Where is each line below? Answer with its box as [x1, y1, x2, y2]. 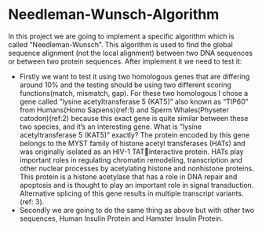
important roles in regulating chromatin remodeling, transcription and [19, 155, 243, 164]
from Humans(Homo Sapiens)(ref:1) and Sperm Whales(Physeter [19, 104, 229, 115]
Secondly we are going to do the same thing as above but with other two [19, 205, 255, 214]
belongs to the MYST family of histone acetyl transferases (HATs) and [19, 138, 246, 148]
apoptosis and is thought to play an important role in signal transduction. [19, 180, 254, 189]
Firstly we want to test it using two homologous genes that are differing [19, 71, 250, 81]
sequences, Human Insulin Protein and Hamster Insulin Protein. [19, 214, 224, 223]
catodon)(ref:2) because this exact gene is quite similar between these [19, 113, 249, 123]
